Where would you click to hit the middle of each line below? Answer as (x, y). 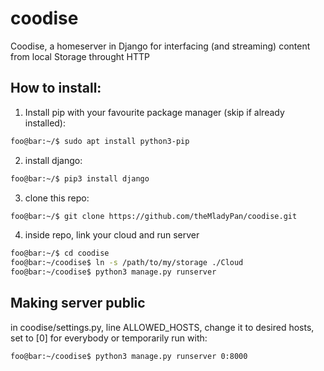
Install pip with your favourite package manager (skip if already (154, 112)
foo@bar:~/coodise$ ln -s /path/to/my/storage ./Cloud (127, 263)
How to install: (56, 88)
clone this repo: (57, 198)
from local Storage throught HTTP (80, 56)
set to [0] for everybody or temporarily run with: (109, 338)
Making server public (78, 303)
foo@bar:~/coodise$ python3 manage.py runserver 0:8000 (129, 356)
